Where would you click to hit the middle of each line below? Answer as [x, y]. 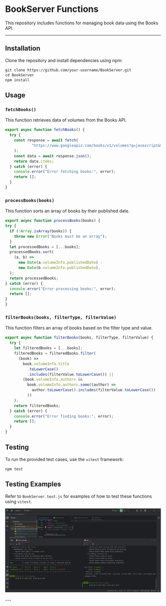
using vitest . [19, 501]
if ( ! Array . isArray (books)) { [41, 231]
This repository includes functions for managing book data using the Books [82, 23]
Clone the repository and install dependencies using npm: [64, 60]
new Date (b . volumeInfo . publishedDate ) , [59, 268]
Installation [23, 48]
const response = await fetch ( [46, 140]
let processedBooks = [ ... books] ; [45, 247]
